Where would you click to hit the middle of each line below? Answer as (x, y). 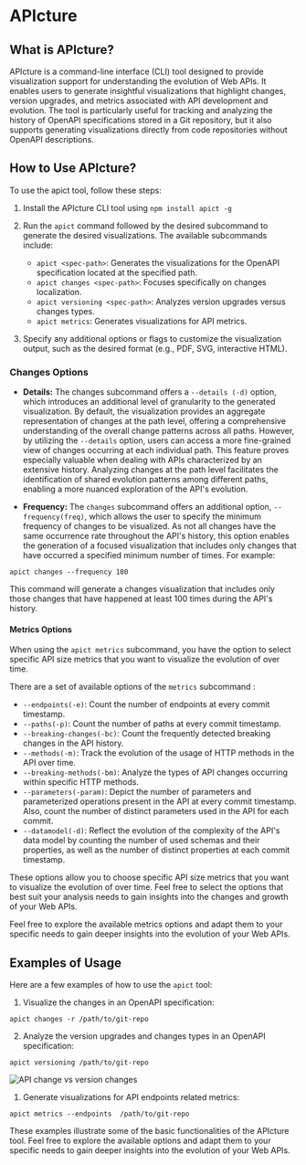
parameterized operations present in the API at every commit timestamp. (159, 801)
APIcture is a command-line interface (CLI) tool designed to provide (137, 71)
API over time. (49, 763)
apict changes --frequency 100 (69, 572)
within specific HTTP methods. (81, 782)
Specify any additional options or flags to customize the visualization (152, 338)
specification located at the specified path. (117, 272)
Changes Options (49, 372)
